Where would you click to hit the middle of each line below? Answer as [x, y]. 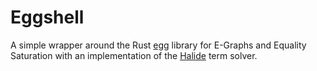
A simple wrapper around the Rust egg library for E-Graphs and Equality [158, 45]
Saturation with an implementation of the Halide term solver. [134, 55]
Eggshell [47, 17]
